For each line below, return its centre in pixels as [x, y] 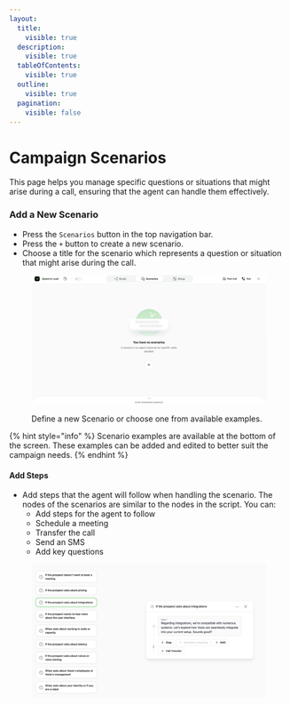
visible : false [53, 112]
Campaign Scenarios [88, 158]
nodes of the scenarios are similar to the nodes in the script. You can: [149, 505]
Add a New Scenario [54, 215]
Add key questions [69, 552]
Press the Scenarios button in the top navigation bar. [118, 234]
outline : [33, 84]
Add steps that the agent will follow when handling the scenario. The [147, 495]
